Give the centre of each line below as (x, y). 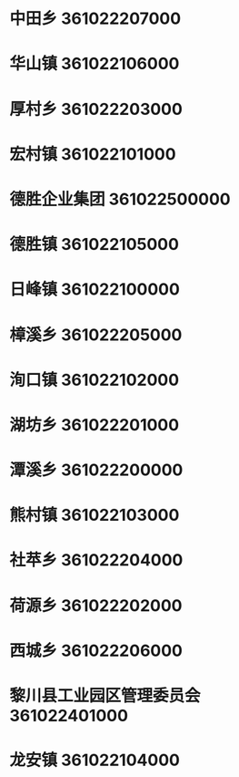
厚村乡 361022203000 (96, 109)
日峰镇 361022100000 (95, 290)
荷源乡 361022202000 (96, 605)
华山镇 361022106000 (95, 64)
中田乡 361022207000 (95, 19)
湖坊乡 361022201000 (95, 425)
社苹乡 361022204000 (96, 560)
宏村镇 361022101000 (93, 154)
